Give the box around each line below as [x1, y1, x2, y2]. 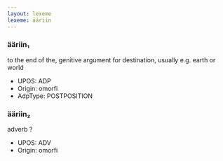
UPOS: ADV [17, 139, 51, 147]
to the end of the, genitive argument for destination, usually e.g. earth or [7, 55, 216, 64]
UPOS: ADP [17, 76, 51, 85]
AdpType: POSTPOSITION [17, 92, 93, 100]
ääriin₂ [7, 109, 31, 119]
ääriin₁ [7, 40, 30, 50]
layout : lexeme [7, 10, 52, 17]
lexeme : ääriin [7, 17, 52, 24]
